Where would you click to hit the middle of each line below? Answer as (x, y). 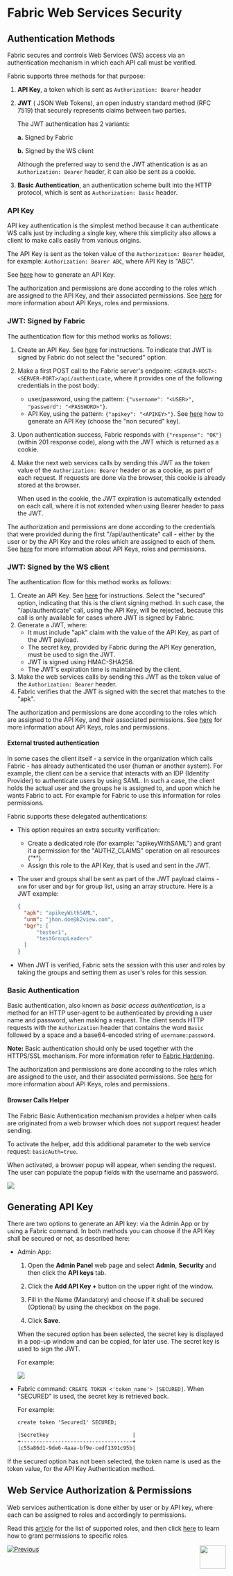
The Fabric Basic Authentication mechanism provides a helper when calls (112, 1116)
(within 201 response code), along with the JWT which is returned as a (118, 442)
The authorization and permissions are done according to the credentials (111, 526)
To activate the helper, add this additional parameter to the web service (109, 1144)
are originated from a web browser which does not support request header (114, 1123)
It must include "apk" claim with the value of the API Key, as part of (123, 632)
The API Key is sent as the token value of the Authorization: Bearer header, (116, 254)
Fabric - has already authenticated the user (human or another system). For (115, 766)
